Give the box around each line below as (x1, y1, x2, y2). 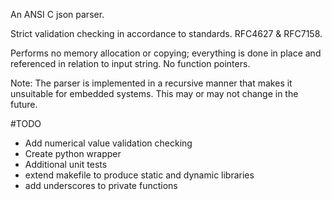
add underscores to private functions (24, 180, 178, 191)
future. (10, 99, 38, 110)
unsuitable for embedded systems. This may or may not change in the (10, 88, 299, 99)
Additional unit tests (24, 159, 108, 170)
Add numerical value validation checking (24, 137, 193, 149)
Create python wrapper (24, 148, 122, 159)
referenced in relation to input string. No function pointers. (10, 58, 251, 69)
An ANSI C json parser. (10, 9, 105, 20)
